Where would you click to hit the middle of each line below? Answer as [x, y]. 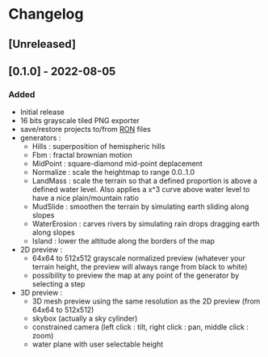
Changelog [46, 14]
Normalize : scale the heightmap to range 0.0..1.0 [113, 172]
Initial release [42, 112]
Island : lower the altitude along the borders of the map [124, 241]
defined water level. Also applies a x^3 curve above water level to [141, 189]
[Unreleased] [42, 44]
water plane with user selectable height [98, 344]
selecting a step [59, 284]
